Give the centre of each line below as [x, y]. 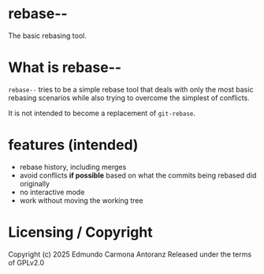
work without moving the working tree [81, 200]
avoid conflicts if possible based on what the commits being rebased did [138, 175]
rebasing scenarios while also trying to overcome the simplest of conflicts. [129, 98]
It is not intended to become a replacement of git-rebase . [102, 113]
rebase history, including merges [73, 167]
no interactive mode [52, 192]
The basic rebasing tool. [47, 36]
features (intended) [73, 145]
